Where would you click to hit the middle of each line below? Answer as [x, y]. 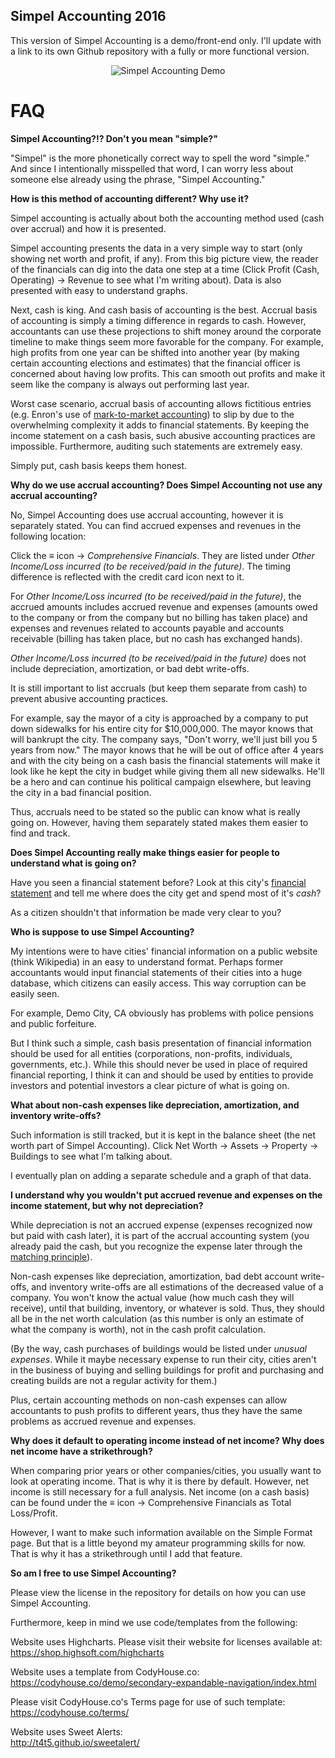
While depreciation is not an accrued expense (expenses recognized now [161, 1225]
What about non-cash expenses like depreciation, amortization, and [155, 1105]
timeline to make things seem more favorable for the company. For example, [167, 341]
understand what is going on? [73, 863]
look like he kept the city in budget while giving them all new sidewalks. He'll [167, 771]
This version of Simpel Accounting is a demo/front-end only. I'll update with [166, 40]
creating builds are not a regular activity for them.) [114, 1380]
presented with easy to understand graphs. [99, 290]
